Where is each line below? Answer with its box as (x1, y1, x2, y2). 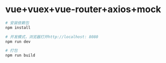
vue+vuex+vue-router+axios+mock (5, 4, 161, 15)
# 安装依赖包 (5, 20, 29, 25)
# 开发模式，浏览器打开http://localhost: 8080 (5, 34, 99, 39)
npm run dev (5, 39, 31, 44)
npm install (5, 25, 31, 30)
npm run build (5, 53, 36, 58)
